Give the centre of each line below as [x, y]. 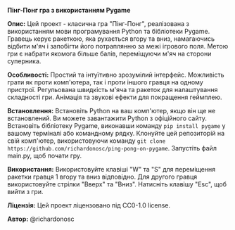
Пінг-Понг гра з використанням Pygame [69, 10]
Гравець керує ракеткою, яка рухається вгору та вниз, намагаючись [111, 39]
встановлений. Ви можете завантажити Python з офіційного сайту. [107, 118]
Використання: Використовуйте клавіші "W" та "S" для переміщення [112, 169]
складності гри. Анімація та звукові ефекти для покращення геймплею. [115, 97]
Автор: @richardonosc [41, 219]
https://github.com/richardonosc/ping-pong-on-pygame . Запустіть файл [112, 148]
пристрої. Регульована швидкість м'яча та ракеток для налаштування [113, 90]
